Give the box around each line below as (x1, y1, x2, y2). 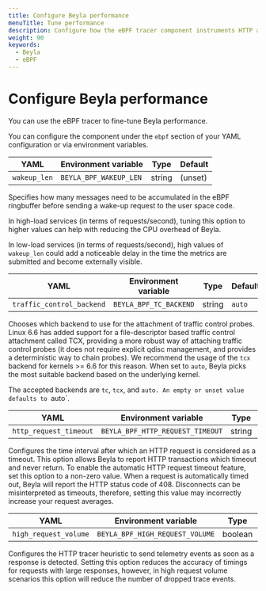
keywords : (8, 41, 41, 49)
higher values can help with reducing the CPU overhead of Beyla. (8, 224, 222, 234)
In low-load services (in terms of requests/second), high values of (8, 239, 224, 250)
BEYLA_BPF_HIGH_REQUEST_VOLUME (97, 529, 215, 539)
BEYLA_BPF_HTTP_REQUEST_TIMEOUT (101, 426, 223, 436)
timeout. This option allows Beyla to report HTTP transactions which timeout (8, 454, 257, 463)
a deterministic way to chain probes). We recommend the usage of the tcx (8, 353, 251, 362)
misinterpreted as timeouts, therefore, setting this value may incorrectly (8, 488, 241, 498)
